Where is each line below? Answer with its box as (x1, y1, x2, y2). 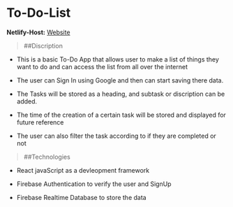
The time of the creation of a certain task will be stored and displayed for (16, 110, 226, 119)
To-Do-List (6, 5, 71, 21)
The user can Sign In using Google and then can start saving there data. (16, 76, 224, 85)
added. (16, 97, 38, 106)
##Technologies (23, 152, 70, 161)
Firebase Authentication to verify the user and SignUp (16, 180, 172, 188)
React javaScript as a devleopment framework (16, 166, 150, 174)
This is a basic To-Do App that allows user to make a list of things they (16, 55, 219, 64)
